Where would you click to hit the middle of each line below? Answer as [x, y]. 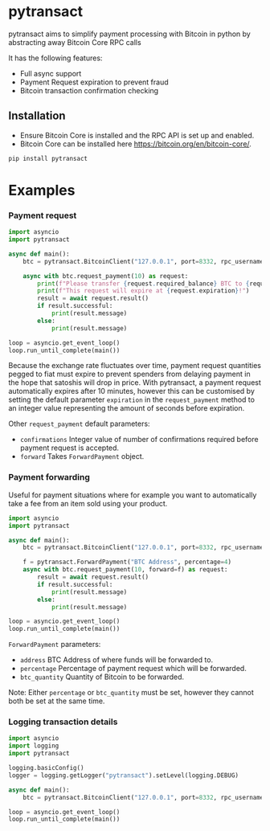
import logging [34, 746]
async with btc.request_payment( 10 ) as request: [106, 276]
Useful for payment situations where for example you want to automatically [133, 495]
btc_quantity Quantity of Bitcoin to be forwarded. [102, 677]
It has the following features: [55, 58]
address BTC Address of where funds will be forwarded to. [117, 660]
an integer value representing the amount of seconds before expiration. [127, 408]
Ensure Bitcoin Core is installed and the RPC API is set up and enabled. [137, 135]
